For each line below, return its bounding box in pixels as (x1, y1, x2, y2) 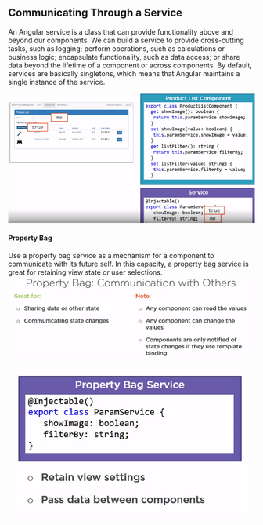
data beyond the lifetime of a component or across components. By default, (8, 60, 253, 70)
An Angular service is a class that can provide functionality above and (8, 27, 233, 36)
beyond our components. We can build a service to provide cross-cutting (8, 35, 244, 45)
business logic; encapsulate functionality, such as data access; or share (8, 52, 240, 61)
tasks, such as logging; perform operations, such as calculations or (8, 43, 225, 53)
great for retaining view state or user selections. (8, 267, 163, 277)
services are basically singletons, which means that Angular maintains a (8, 68, 240, 78)
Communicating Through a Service (8, 6, 182, 20)
